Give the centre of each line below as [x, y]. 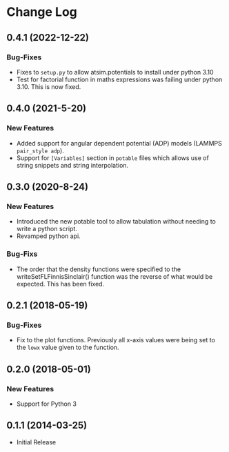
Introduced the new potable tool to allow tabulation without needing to [116, 222]
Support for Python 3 [47, 404]
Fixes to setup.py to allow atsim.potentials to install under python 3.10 [115, 72]
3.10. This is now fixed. [49, 86]
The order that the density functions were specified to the [98, 269]
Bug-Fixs [22, 254]
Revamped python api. [48, 236]
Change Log [42, 12]
